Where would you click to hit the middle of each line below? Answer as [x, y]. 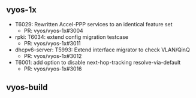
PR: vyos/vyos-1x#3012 [53, 56]
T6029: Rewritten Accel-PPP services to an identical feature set [94, 24]
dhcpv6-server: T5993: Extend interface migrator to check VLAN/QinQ [102, 50]
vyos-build [27, 88]
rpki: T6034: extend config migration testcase [72, 37]
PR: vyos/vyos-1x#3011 [52, 43]
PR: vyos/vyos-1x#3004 [54, 30]
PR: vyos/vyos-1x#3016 [53, 69]
